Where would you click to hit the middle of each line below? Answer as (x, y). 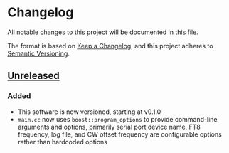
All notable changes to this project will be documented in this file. (103, 32)
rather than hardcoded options (63, 142)
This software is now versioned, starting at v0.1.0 (89, 112)
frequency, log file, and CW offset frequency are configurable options (119, 134)
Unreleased (34, 76)
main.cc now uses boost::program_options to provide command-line (117, 119)
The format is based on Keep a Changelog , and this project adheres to (110, 46)
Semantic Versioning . (38, 53)
